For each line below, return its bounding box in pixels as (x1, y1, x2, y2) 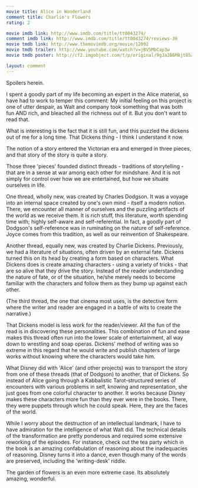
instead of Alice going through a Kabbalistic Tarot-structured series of (6, 376, 176, 384)
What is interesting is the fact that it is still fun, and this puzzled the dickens (6, 127, 190, 134)
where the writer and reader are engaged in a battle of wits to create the (6, 304, 181, 311)
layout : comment (6, 63, 46, 69)
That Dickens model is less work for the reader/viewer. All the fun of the (6, 321, 181, 328)
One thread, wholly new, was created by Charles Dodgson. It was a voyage (6, 193, 189, 200)
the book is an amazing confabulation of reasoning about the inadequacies (6, 444, 188, 452)
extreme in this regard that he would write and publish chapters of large (6, 346, 180, 353)
